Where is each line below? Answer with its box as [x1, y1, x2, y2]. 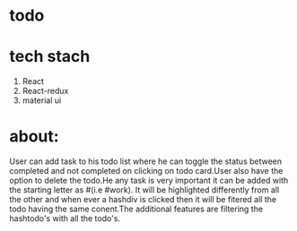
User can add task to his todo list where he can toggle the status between [9, 156, 283, 167]
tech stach [9, 47, 91, 67]
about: [9, 126, 60, 147]
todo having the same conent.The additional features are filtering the [9, 203, 263, 215]
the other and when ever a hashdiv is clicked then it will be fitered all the [9, 194, 276, 205]
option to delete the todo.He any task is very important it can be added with [9, 175, 289, 186]
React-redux [22, 86, 69, 97]
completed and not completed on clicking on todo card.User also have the [9, 166, 284, 176]
